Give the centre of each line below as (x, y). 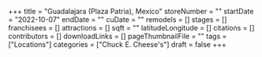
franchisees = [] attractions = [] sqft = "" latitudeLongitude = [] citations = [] (131, 28)
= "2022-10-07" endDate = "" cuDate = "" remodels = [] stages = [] (118, 20)
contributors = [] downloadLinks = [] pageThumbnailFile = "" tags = (118, 36)
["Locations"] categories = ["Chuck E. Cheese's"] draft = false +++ (117, 45)
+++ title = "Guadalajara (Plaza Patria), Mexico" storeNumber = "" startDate (131, 11)
